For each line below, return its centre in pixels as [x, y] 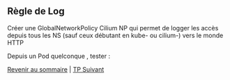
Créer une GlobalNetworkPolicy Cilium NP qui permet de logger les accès [113, 28]
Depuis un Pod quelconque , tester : [59, 56]
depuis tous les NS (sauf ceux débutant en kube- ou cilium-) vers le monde [115, 35]
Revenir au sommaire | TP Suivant [56, 69]
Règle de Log [36, 11]
